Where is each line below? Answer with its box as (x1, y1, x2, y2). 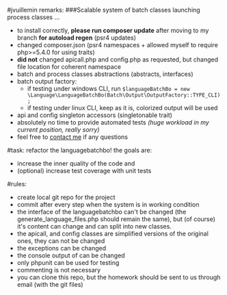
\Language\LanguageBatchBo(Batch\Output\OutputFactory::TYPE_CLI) (27, 92, 221, 99)
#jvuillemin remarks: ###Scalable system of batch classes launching (7, 6, 200, 14)
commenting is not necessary (16, 266, 101, 274)
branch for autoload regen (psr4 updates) (16, 34, 137, 42)
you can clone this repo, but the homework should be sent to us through (16, 273, 221, 281)
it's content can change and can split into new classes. (16, 222, 172, 230)
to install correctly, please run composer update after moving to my (16, 27, 209, 34)
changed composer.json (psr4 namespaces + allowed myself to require (16, 41, 219, 49)
